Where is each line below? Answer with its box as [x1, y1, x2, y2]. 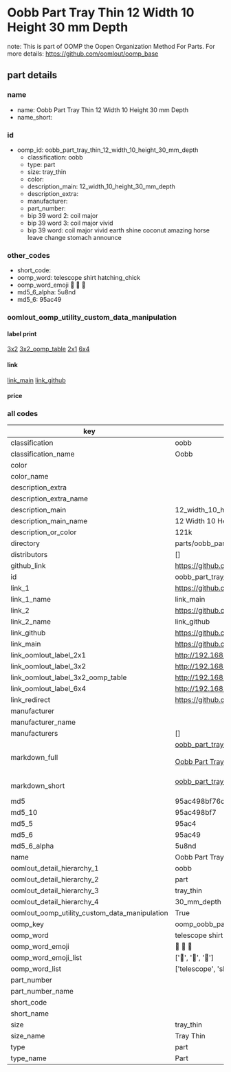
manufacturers [10, 729, 58, 739]
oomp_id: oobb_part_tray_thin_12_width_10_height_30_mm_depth [16, 146, 199, 154]
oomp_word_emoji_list [10, 953, 82, 963]
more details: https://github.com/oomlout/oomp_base [7, 50, 159, 58]
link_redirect [10, 695, 51, 705]
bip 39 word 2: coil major [27, 211, 98, 219]
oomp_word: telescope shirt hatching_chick [16, 274, 141, 282]
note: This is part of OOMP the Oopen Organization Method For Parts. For [7, 42, 215, 50]
